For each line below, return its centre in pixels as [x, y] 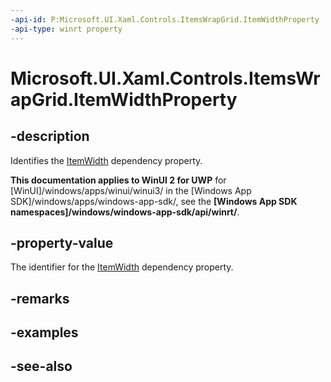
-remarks [40, 298]
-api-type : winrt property [66, 29]
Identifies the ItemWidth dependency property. [106, 160]
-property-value [62, 242]
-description [50, 136]
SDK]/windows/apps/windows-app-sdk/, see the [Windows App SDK [154, 201]
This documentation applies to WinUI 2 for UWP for [118, 180]
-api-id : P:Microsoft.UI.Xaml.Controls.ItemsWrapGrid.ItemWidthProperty [165, 19]
